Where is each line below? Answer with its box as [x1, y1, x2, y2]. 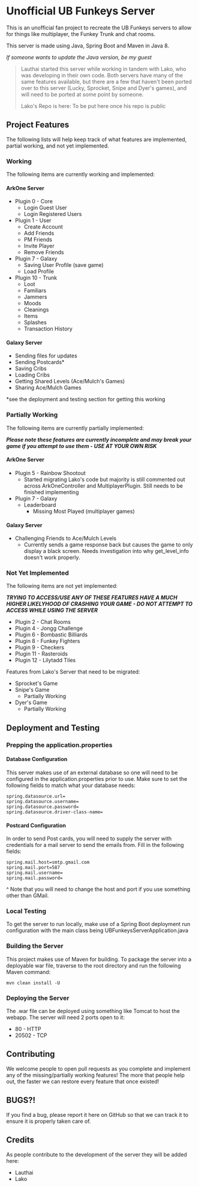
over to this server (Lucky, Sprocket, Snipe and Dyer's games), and [20, 84, 187, 91]
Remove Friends [23, 249, 64, 256]
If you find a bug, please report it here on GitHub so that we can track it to [6, 1111, 189, 1118]
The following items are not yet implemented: [6, 582, 118, 590]
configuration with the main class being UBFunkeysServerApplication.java [6, 927, 189, 934]
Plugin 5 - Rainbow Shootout [14, 469, 86, 476]
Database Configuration [6, 756, 68, 763]
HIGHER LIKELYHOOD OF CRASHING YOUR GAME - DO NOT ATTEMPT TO [6, 600, 193, 608]
